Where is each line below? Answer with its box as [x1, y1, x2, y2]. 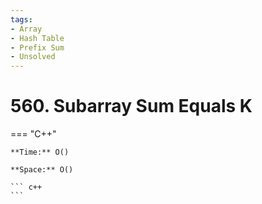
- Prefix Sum [10, 42, 65, 53]
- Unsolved [10, 52, 56, 62]
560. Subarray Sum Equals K [10, 95, 253, 118]
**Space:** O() [10, 165, 74, 175]
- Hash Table [10, 33, 65, 43]
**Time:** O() [10, 147, 70, 158]
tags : [10, 14, 33, 25]
